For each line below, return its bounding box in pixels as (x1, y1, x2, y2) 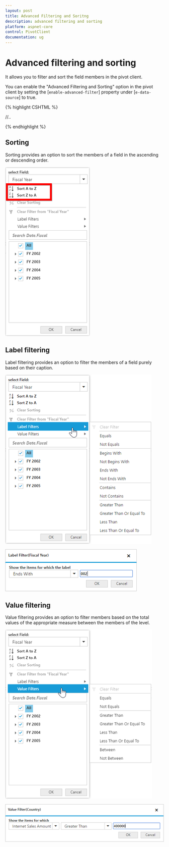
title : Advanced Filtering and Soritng (5, 13, 89, 19)
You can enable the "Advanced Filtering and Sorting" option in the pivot (5, 83, 153, 89)
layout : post (5, 8, 33, 13)
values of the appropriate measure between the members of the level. (5, 620, 150, 626)
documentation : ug (5, 35, 44, 40)
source (5, 95, 19, 100)
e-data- (135, 90, 151, 95)
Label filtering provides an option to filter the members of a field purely (5, 359, 152, 365)
